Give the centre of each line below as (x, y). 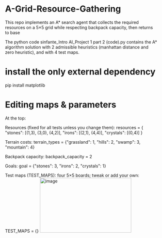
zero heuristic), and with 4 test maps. (42, 52)
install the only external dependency (80, 72)
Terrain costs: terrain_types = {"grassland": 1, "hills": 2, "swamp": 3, (73, 142)
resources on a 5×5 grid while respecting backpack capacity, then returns (79, 27)
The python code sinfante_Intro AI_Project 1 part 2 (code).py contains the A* (81, 42)
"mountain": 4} (20, 147)
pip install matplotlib (25, 85)
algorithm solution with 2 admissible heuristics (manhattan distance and (77, 47)
